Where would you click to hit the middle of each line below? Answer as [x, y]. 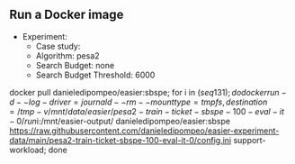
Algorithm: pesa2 [68, 55]
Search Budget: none [75, 65]
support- [250, 140]
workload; [28, 150]
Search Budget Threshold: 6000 [95, 75]
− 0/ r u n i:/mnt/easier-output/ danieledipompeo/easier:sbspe [120, 121]
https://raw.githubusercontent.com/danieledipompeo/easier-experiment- [144, 131]
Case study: [58, 46]
